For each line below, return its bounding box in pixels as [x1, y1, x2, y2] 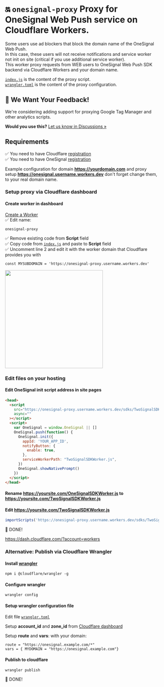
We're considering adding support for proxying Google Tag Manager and [5, 109, 152, 115]
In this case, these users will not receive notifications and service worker [5, 51, 152, 57]
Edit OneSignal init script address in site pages [5, 387, 102, 393]
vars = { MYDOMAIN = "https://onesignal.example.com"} [5, 646, 119, 651]
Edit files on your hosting [5, 375, 66, 382]
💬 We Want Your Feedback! [5, 96, 89, 104]
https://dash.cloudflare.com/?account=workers [5, 536, 100, 542]
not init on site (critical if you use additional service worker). [5, 56, 125, 62]
